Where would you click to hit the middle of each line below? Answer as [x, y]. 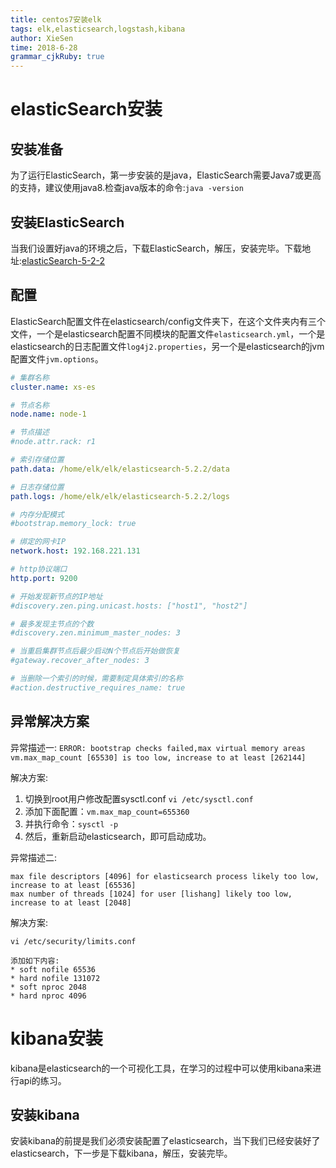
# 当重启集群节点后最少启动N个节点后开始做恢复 [95, 651]
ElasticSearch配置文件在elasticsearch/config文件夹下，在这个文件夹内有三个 [168, 321]
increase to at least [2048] [71, 902]
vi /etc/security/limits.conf [73, 941]
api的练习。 [42, 1080]
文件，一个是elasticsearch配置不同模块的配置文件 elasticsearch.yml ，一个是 [168, 333]
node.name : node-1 [48, 414]
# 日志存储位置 [37, 487]
